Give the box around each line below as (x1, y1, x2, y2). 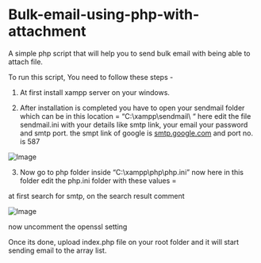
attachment (8, 22, 86, 40)
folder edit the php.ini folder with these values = (19, 176, 177, 185)
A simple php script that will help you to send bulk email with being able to (8, 48, 251, 58)
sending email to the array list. (8, 246, 107, 255)
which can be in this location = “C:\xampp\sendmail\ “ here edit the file (19, 111, 251, 120)
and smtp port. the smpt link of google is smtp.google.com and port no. (19, 128, 254, 138)
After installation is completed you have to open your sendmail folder (19, 103, 245, 112)
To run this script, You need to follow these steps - (8, 72, 174, 82)
